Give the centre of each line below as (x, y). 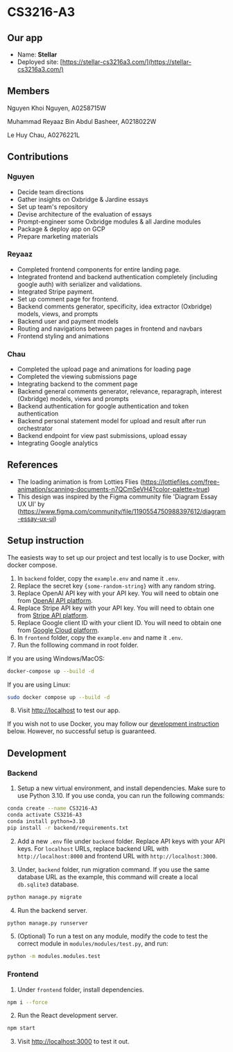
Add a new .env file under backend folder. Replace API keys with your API (121, 841)
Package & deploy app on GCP (61, 229)
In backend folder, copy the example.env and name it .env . (98, 578)
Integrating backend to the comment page (77, 384)
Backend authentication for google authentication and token (103, 406)
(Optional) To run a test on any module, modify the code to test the (112, 936)
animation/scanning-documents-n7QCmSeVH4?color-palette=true (112, 489)
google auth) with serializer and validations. (79, 284)
